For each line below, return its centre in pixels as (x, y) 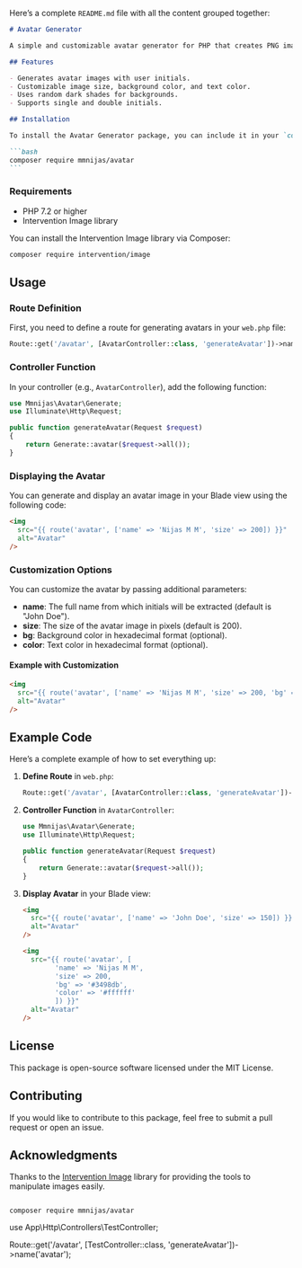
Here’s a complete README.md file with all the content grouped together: (140, 13)
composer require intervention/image (80, 254)
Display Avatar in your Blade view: (86, 893)
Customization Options (61, 570)
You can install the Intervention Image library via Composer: (120, 238)
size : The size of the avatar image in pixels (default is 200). (132, 625)
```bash (24, 152)
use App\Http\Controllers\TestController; (84, 1228)
